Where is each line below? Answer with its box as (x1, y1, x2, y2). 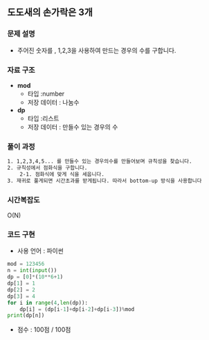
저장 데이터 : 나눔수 (27, 98, 80, 106)
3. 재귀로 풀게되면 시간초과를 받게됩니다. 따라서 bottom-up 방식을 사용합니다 (7, 177, 202, 184)
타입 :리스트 (27, 114, 60, 123)
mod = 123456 (7, 260, 45, 268)
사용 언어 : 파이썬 (17, 247, 64, 255)
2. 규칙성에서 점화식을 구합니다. (7, 165, 88, 172)
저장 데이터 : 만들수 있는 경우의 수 (27, 123, 118, 131)
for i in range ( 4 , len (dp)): (7, 299, 89, 306)
